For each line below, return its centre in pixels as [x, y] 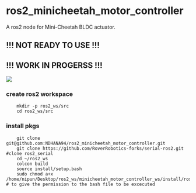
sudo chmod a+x [35, 174]
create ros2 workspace [40, 94]
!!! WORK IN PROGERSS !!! [55, 65]
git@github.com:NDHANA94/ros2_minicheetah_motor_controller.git [86, 143]
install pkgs [23, 126]
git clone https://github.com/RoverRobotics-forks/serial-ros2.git [100, 148]
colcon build [32, 164]
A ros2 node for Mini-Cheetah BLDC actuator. [61, 27]
